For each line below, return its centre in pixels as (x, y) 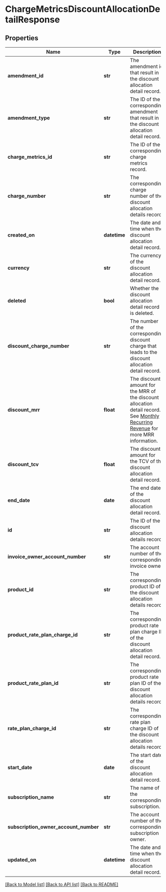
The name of (145, 788)
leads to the (144, 352)
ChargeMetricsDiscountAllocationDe (83, 9)
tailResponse (33, 20)
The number (144, 321)
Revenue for (144, 428)
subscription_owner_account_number (53, 827)
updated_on (22, 860)
